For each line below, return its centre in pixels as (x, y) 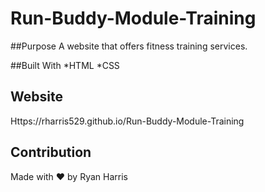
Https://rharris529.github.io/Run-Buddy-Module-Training (127, 121)
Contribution (51, 152)
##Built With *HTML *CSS (65, 65)
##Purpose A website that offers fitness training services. (129, 46)
